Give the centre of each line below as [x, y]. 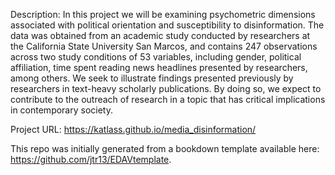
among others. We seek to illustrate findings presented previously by [152, 78]
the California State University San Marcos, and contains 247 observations [164, 46]
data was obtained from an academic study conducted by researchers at [160, 35]
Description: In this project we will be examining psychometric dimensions [163, 14]
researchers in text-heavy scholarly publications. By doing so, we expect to [166, 88]
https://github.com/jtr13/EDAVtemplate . [91, 159]
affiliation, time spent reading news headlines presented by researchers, [159, 67]
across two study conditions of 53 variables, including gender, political [156, 57]
